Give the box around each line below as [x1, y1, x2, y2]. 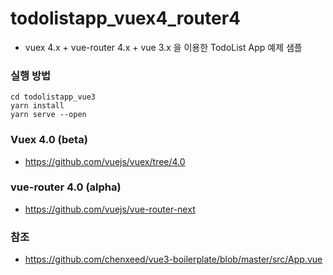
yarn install [10, 101, 65, 111]
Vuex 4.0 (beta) [10, 133, 88, 147]
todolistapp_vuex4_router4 [10, 7, 242, 30]
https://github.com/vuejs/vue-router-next [24, 203, 196, 215]
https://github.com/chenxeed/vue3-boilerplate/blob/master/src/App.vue [24, 253, 323, 266]
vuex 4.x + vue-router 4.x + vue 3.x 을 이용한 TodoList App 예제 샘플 [24, 41, 303, 53]
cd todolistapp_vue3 [10, 92, 97, 102]
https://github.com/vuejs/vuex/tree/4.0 [24, 155, 186, 167]
